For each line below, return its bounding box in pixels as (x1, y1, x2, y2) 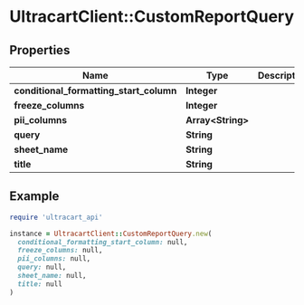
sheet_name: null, (17, 272, 88, 281)
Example (9, 188, 60, 205)
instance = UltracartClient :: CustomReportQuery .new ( (9, 229, 213, 238)
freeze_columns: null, (17, 246, 103, 255)
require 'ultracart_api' (9, 213, 103, 222)
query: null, (17, 262, 67, 272)
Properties (9, 43, 71, 58)
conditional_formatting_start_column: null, (17, 237, 188, 246)
